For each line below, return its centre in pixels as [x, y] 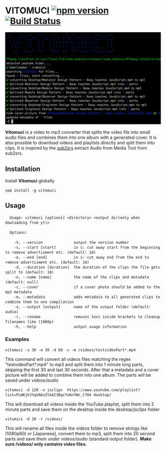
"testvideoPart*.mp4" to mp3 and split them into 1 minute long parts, [75, 365]
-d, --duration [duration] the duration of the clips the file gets [87, 267]
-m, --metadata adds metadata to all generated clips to [87, 297]
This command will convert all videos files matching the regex [68, 359]
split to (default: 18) [30, 272]
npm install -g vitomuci [31, 191]
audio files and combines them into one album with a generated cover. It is [81, 138]
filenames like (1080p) [30, 322]
